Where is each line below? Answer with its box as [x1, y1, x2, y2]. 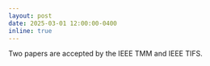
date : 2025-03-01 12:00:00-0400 [8, 19, 117, 27]
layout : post [8, 11, 52, 20]
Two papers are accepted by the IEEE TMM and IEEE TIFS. [8, 49, 204, 59]
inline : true [8, 27, 52, 35]
